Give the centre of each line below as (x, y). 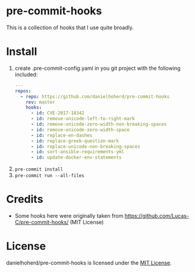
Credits (25, 200)
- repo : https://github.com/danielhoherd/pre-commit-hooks (95, 97)
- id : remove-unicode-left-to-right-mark (83, 119)
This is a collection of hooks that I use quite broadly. (70, 27)
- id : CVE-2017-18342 (57, 113)
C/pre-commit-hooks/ (42, 222)
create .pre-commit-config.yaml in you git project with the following (97, 68)
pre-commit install (39, 169)
